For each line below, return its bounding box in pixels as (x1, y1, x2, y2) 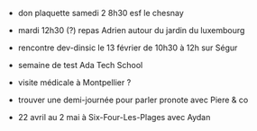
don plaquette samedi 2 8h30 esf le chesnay (17, 8, 185, 18)
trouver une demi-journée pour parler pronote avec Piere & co (17, 94, 249, 105)
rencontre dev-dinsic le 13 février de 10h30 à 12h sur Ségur (17, 42, 238, 53)
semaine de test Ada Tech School (17, 60, 143, 70)
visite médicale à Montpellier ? (17, 77, 132, 88)
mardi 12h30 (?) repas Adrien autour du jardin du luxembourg (17, 25, 245, 35)
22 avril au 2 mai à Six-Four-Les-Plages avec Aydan (17, 112, 211, 122)
